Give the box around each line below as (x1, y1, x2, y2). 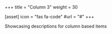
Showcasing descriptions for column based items (5, 23, 107, 29)
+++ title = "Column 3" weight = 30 (5, 4, 78, 10)
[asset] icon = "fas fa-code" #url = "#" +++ (5, 14, 94, 19)
